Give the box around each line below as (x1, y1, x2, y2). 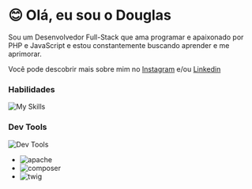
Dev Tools (8, 121, 47, 132)
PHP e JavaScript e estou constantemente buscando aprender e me (8, 40, 230, 50)
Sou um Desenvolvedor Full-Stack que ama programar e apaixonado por (8, 32, 244, 42)
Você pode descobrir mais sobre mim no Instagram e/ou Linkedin (8, 64, 221, 73)
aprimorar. (8, 49, 42, 58)
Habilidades (8, 83, 55, 94)
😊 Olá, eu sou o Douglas (8, 6, 171, 24)
